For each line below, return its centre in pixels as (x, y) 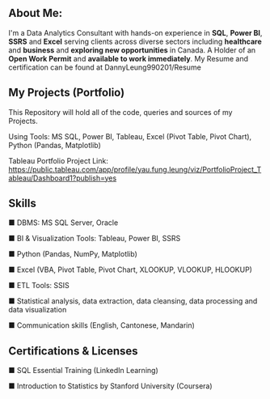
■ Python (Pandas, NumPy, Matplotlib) (73, 254)
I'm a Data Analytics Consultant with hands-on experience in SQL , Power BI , (135, 32)
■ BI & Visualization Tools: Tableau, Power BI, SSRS (95, 239)
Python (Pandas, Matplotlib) (55, 145)
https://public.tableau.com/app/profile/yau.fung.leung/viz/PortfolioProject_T (135, 169)
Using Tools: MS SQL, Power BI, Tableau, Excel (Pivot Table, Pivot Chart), (130, 136)
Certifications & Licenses (74, 351)
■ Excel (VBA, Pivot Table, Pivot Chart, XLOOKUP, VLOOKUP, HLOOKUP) (131, 270)
